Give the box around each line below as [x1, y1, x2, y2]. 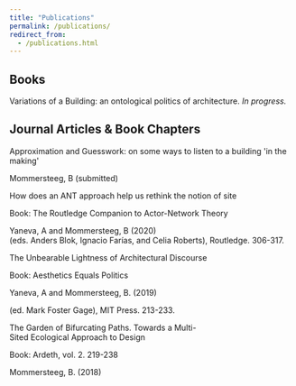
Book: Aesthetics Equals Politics [9, 270, 129, 280]
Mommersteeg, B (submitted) [9, 172, 119, 183]
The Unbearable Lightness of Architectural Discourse [9, 252, 208, 262]
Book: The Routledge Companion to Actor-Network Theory [9, 207, 228, 218]
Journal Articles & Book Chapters [9, 122, 201, 137]
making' [9, 155, 40, 166]
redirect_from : [9, 30, 67, 39]
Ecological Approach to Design [30, 331, 146, 343]
